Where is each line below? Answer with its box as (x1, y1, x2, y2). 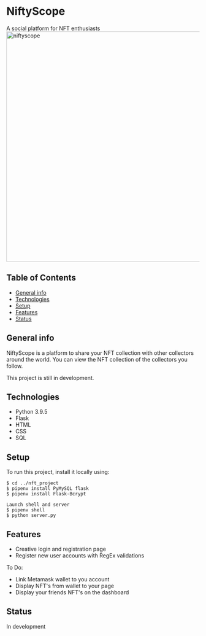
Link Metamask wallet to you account (15, 576, 110, 583)
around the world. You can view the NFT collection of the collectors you (6, 355, 188, 363)
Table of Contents (6, 273, 77, 283)
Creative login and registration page (15, 545, 106, 553)
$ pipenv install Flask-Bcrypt (6, 491, 86, 497)
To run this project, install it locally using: (6, 468, 110, 476)
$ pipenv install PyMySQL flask (6, 486, 89, 492)
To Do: (6, 564, 23, 571)
